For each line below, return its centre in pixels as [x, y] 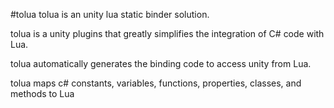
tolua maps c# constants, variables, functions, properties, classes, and [156, 83]
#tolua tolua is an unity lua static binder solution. [110, 14]
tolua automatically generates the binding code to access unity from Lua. [161, 63]
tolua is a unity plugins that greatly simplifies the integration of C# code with [167, 33]
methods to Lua [42, 93]
